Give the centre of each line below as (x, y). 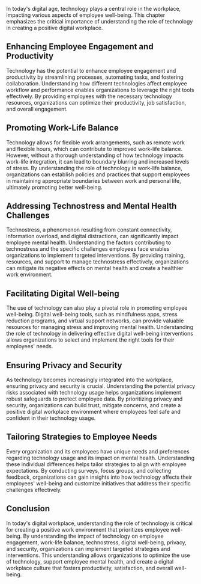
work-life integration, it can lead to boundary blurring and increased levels (98, 161)
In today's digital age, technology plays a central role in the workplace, (94, 9)
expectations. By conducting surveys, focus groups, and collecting (89, 470)
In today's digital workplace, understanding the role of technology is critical (100, 523)
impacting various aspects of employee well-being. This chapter (86, 15)
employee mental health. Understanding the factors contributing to (89, 242)
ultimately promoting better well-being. (54, 187)
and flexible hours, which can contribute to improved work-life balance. (94, 149)
